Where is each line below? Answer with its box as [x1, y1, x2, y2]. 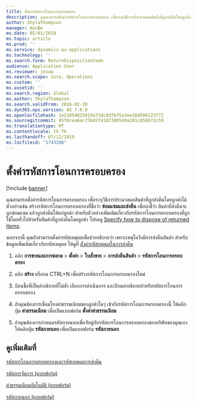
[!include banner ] [6, 184, 48, 191]
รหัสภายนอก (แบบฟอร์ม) [6, 394, 55, 401]
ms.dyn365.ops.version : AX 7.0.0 [6, 107, 88, 113]
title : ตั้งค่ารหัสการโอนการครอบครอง [6, 8, 76, 15]
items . [6, 222, 21, 229]
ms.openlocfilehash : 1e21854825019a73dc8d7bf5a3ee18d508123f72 [6, 112, 164, 118]
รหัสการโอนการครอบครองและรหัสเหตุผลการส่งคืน [6, 358, 102, 366]
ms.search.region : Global [6, 90, 69, 96]
